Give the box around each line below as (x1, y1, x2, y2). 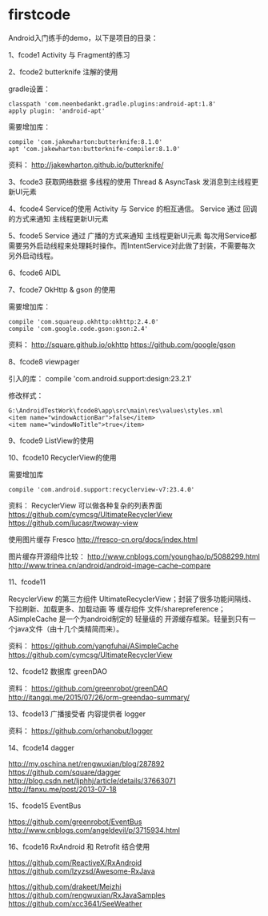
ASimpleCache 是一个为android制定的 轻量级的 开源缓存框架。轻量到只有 (8, 614, 250, 623)
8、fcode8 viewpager (8, 356, 80, 366)
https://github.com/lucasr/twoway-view (8, 518, 138, 528)
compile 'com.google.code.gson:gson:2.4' (8, 325, 149, 333)
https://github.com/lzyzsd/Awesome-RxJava (8, 866, 156, 876)
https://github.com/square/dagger (8, 767, 122, 777)
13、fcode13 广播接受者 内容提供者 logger (8, 709, 146, 719)
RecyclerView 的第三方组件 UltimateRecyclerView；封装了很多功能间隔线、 (8, 594, 256, 603)
